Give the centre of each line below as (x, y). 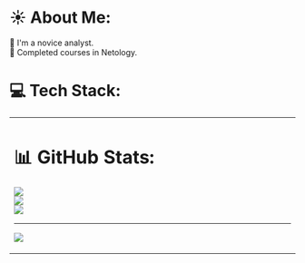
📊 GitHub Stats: (84, 157)
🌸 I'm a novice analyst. (52, 43)
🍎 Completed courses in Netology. (74, 52)
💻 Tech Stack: (65, 91)
